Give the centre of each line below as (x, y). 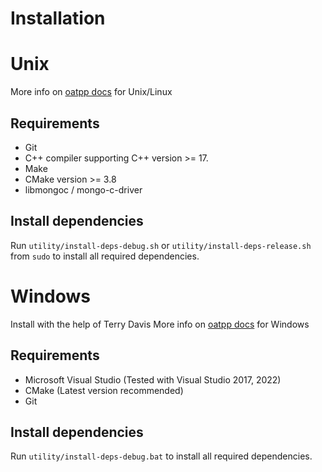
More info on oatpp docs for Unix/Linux (91, 92)
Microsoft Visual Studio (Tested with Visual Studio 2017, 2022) (153, 379)
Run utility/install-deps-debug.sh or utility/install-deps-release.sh (161, 245)
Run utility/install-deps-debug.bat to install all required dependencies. (161, 456)
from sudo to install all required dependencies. (105, 256)
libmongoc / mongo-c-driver (83, 189)
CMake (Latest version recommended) (104, 390)
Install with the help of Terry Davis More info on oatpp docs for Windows (160, 324)
